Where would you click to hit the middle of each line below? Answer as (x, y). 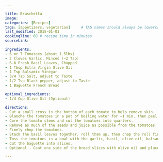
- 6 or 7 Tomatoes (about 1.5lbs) (40, 54)
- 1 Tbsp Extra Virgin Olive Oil (39, 67)
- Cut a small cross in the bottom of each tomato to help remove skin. (80, 112)
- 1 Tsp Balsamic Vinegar (31, 72)
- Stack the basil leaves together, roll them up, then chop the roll (78, 134)
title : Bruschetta (24, 14)
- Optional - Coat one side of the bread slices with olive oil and (76, 148)
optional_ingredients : (28, 94)
